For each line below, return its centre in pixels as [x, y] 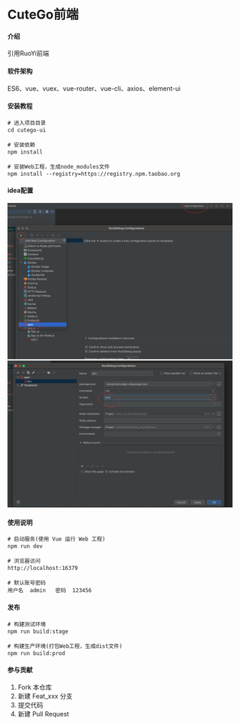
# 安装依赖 [21, 145]
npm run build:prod [36, 653]
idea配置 [20, 191]
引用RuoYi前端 [28, 54]
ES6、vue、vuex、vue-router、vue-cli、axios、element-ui [94, 88]
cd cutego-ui [27, 130]
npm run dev [25, 546]
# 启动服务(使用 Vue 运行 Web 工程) [56, 539]
